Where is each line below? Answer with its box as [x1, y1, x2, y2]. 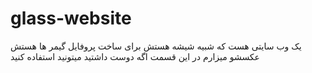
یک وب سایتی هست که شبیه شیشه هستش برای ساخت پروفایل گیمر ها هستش [10, 40, 302, 52]
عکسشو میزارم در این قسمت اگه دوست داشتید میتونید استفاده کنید [10, 50, 260, 62]
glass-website [10, 7, 132, 30]
